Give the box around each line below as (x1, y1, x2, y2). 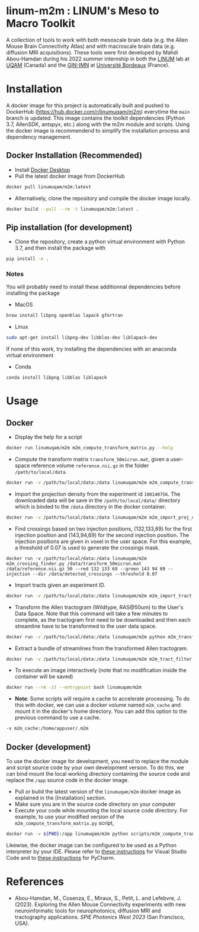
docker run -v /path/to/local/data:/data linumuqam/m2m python (6, 634, 166, 640)
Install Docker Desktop (14, 166, 70, 173)
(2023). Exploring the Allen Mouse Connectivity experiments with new (14, 901, 187, 908)
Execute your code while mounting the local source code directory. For (14, 806, 188, 814)
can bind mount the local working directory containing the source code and (6, 770, 190, 777)
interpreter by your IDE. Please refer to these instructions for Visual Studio (6, 848, 187, 855)
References (6, 875, 64, 889)
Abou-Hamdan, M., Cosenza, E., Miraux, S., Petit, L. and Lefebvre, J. (14, 894, 182, 901)
